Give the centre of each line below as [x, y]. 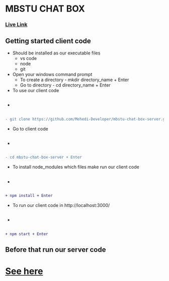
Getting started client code [48, 41]
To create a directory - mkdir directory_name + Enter [74, 80]
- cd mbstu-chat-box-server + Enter [44, 157]
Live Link [16, 25]
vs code [28, 58]
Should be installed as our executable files [56, 53]
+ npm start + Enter [27, 234]
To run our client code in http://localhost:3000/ [61, 205]
